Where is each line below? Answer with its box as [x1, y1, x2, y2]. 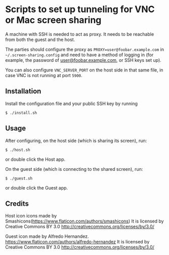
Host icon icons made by [5, 213, 57, 219]
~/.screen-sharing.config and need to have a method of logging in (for [5, 52, 154, 58]
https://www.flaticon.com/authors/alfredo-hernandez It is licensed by [5, 239, 150, 245]
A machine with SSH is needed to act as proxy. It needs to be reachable [5, 31, 154, 37]
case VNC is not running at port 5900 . [5, 72, 83, 78]
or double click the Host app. [5, 156, 66, 162]
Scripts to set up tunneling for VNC [5, 4, 155, 15]
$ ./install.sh [5, 110, 37, 115]
